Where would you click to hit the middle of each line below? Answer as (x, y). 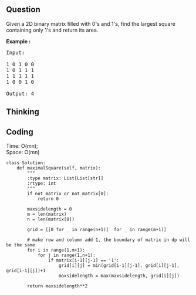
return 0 (48, 199)
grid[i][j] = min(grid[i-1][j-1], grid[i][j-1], (119, 266)
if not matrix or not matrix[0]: (68, 194)
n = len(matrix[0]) (51, 219)
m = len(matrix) (47, 214)
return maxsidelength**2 (58, 286)
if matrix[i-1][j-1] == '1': (83, 260)
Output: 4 (20, 94)
